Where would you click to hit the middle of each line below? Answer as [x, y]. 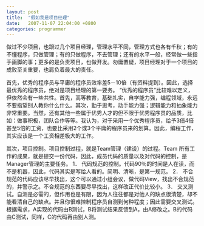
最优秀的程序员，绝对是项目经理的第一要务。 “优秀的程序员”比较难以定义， [100, 90]
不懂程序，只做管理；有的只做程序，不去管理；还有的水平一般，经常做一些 [99, 55]
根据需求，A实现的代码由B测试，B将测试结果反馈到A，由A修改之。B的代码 [100, 210]
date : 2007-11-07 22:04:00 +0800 [51, 23]
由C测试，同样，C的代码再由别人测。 [53, 217]
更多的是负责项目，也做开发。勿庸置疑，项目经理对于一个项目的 [118, 62]
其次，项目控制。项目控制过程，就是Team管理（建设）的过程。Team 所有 [98, 149]
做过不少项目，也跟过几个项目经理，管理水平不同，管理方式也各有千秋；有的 [102, 47]
